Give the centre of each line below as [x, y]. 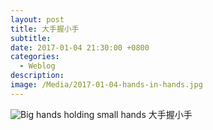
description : [37, 76]
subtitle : [31, 38]
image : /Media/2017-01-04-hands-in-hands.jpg [106, 85]
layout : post [37, 19]
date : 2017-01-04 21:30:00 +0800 [80, 47]
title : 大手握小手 [45, 29]
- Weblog [37, 66]
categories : [35, 57]
